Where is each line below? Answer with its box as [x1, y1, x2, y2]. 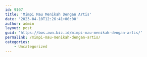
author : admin [5, 21, 35, 26]
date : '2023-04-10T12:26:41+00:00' [5, 16, 79, 21]
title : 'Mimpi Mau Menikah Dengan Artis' [5, 12, 92, 17]
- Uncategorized [14, 44, 48, 49]
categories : [5, 40, 30, 45]
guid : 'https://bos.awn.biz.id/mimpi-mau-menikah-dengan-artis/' [5, 30, 143, 35]
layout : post [5, 26, 32, 31]
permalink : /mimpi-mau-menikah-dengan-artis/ [5, 35, 100, 40]
